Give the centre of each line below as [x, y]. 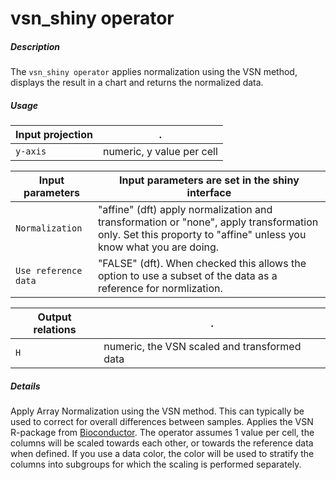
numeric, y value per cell [160, 152]
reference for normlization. [160, 289]
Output [54, 317]
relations [55, 330]
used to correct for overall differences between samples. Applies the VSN [162, 422]
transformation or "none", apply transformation [208, 222]
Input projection [54, 135]
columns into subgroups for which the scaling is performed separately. [156, 464]
